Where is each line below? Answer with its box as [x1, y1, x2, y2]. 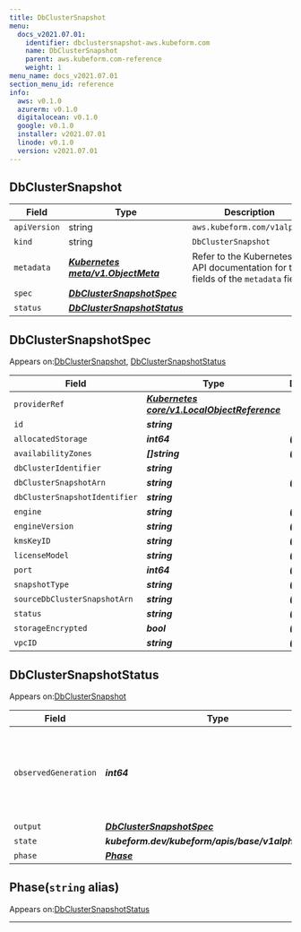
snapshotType [13, 580, 70, 590]
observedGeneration [13, 768, 97, 778]
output [13, 822, 42, 832]
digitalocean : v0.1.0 [17, 113, 99, 122]
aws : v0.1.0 [17, 96, 63, 106]
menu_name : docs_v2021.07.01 [9, 72, 118, 81]
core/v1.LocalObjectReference [146, 404, 281, 417]
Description [223, 206, 276, 219]
